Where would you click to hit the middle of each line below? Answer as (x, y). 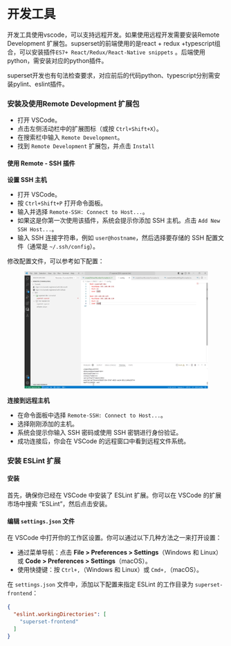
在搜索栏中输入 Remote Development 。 (70, 137)
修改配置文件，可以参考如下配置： (56, 261)
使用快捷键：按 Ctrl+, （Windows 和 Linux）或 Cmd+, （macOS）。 (110, 570)
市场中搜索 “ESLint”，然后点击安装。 (59, 503)
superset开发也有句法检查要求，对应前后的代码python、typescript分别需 (111, 75)
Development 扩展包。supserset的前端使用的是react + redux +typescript (111, 43)
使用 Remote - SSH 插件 (41, 163)
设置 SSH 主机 (27, 180)
